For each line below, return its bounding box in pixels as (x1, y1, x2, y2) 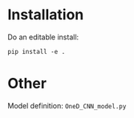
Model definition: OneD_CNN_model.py (7, 100, 127, 110)
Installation (7, 6, 84, 24)
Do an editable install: (7, 32, 79, 42)
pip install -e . (7, 47, 66, 55)
